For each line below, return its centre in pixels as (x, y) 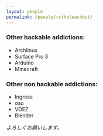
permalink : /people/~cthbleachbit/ (49, 17)
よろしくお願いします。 (34, 128)
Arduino (24, 63)
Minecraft (26, 69)
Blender (24, 115)
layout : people (25, 11)
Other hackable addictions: (46, 38)
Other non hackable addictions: (52, 84)
